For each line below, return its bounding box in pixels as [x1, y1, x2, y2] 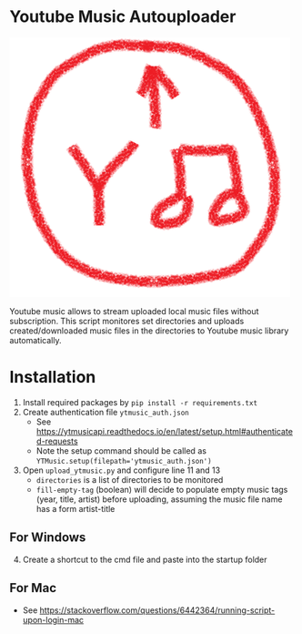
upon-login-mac [22, 614, 85, 625]
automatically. [9, 334, 62, 345]
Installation [9, 367, 96, 388]
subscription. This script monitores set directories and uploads [9, 315, 245, 326]
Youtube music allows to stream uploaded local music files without [9, 305, 259, 316]
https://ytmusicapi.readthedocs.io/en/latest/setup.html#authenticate [35, 425, 294, 436]
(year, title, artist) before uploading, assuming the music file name [35, 494, 283, 505]
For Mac [9, 580, 57, 596]
